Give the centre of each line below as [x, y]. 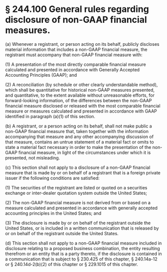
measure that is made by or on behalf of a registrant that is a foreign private [83, 172]
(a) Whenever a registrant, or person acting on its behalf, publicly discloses [82, 44]
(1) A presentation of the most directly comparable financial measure [76, 64]
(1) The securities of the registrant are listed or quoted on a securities [76, 187]
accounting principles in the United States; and [53, 213]
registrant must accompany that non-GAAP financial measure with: [74, 55]
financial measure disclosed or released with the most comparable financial [83, 106]
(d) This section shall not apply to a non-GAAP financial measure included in [83, 243]
